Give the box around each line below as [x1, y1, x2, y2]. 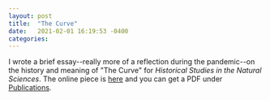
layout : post [8, 11, 53, 20]
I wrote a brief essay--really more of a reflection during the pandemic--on [8, 57, 255, 67]
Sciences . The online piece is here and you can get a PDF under [8, 74, 223, 84]
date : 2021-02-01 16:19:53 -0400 [8, 27, 129, 35]
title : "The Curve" [8, 20, 79, 28]
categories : [8, 34, 49, 43]
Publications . [8, 83, 52, 93]
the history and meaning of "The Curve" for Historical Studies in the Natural [8, 66, 262, 76]
